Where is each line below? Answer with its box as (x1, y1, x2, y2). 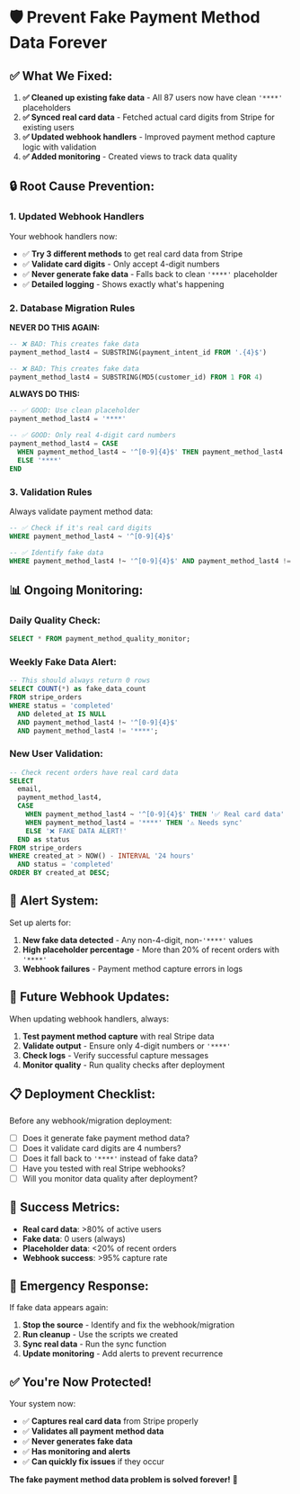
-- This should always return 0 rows (9, 676, 151, 685)
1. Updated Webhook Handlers (9, 211, 145, 223)
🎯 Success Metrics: (9, 1200, 120, 1215)
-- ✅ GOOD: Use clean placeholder (9, 406, 140, 415)
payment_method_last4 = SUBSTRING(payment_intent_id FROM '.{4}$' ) (9, 347, 268, 356)
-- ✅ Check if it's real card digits (9, 523, 153, 532)
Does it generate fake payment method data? (22, 1132, 190, 1143)
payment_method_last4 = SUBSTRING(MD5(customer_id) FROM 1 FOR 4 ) (9, 373, 263, 382)
